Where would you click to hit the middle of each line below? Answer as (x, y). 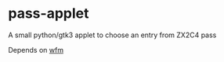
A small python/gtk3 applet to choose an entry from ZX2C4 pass (112, 35)
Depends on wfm (36, 50)
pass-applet (49, 14)
